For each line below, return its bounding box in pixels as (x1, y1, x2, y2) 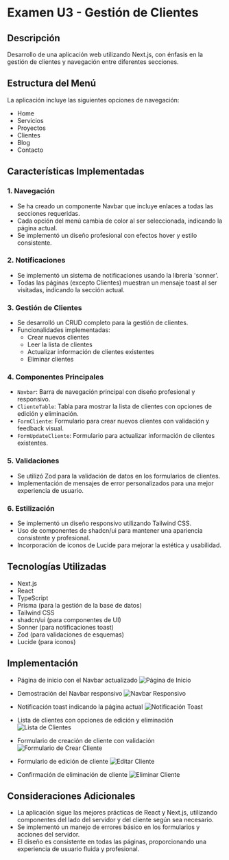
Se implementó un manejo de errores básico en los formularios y (16, 823, 200, 831)
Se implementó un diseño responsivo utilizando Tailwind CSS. (16, 519, 192, 527)
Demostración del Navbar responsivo (16, 689, 123, 697)
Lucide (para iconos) (16, 637, 76, 646)
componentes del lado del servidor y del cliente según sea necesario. (16, 816, 214, 824)
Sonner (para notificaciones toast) (16, 623, 114, 631)
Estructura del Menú (7, 78, 97, 89)
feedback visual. (16, 424, 64, 432)
